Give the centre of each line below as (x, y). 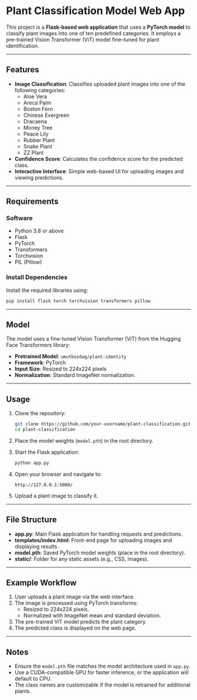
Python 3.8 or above (39, 231)
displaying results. (37, 546)
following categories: (40, 90)
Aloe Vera (35, 96)
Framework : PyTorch (40, 363)
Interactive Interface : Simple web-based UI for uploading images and (99, 171)
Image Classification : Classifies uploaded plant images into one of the (100, 84)
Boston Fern (38, 109)
